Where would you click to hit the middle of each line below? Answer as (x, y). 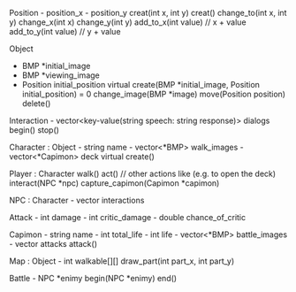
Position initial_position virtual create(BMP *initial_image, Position (141, 85)
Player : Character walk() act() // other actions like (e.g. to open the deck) (143, 173)
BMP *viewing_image (61, 75)
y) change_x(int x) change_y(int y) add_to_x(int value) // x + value (128, 22)
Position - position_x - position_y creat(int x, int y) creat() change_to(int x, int (148, 13)
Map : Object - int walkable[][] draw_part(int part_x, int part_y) (122, 261)
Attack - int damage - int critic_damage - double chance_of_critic (128, 217)
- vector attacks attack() (53, 244)
